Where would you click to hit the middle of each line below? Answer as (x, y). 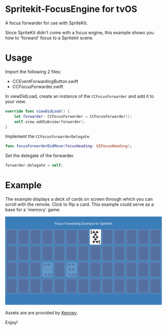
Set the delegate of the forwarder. (40, 156)
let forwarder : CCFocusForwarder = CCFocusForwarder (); (73, 116)
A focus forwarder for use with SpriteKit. (46, 23)
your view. (16, 101)
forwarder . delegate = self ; (34, 165)
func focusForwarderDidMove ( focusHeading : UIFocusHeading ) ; (69, 146)
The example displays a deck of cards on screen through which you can (79, 199)
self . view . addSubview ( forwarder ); (50, 122)
